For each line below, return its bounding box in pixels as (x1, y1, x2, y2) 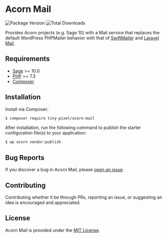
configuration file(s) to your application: (5, 130, 87, 136)
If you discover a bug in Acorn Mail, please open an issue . (5, 167, 124, 173)
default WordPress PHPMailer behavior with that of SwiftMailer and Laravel (5, 35, 160, 41)
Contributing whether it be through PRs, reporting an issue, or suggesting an (5, 194, 163, 200)
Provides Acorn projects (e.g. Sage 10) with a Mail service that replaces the (5, 29, 160, 35)
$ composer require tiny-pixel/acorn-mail (5, 116, 95, 120)
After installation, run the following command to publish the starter (5, 124, 141, 130)
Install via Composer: (5, 106, 49, 112)
